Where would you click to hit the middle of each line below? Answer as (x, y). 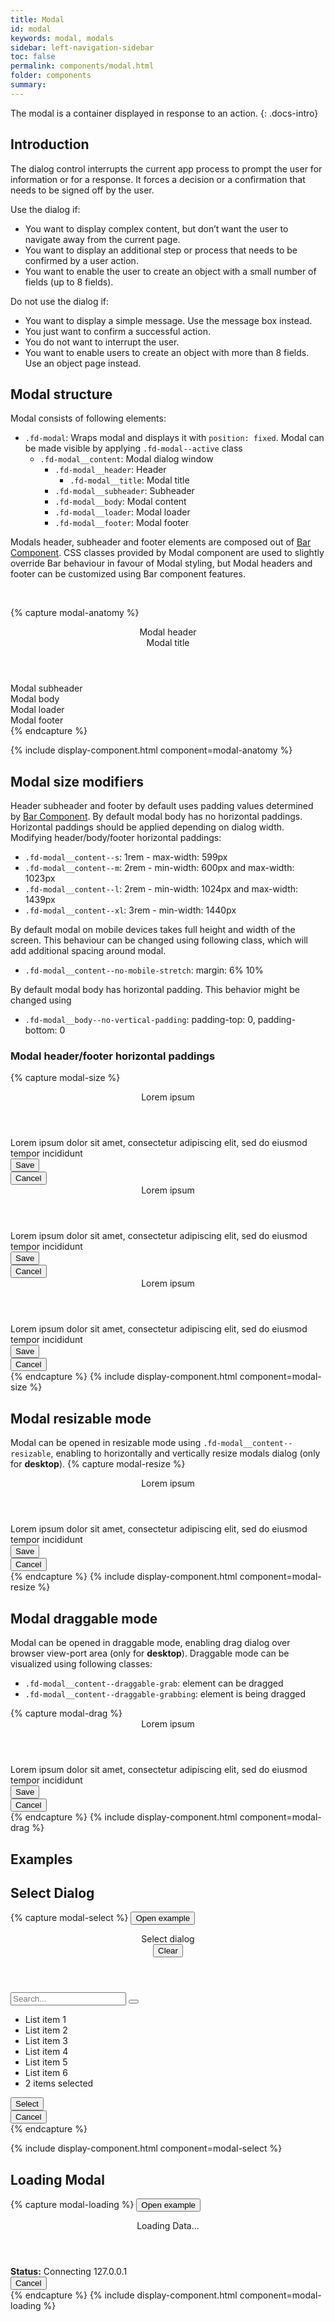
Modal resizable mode (81, 1418)
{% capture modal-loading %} (72, 2205)
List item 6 (46, 2073)
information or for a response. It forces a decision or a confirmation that (158, 179)
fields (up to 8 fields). (69, 282)
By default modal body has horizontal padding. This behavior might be (155, 990)
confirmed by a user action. (81, 260)
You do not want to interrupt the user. (102, 342)
